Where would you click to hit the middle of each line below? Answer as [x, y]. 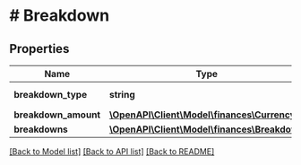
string [122, 95]
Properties [39, 49]
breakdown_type [51, 95]
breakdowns [41, 129]
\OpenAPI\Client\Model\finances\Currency [202, 115]
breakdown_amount [57, 115]
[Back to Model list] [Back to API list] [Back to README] [112, 152]
